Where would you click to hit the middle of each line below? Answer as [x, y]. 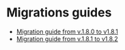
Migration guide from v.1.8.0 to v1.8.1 [67, 32]
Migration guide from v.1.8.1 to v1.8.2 [67, 38]
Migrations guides [59, 13]
